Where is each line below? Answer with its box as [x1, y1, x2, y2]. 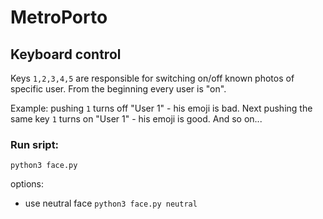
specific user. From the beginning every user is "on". [10, 83, 227, 95]
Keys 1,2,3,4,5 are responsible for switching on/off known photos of [10, 72, 295, 84]
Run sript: [10, 137, 60, 151]
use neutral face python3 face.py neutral [24, 197, 198, 210]
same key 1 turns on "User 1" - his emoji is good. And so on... [10, 113, 263, 125]
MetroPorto [10, 6, 108, 29]
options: [10, 178, 45, 190]
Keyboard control [10, 46, 122, 63]
